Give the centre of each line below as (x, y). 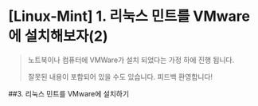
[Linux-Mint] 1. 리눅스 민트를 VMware (129, 16)
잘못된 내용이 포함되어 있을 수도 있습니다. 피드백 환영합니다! (120, 77)
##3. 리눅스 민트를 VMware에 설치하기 (69, 93)
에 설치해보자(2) (58, 36)
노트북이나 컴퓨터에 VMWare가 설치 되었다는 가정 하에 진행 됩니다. (131, 60)
